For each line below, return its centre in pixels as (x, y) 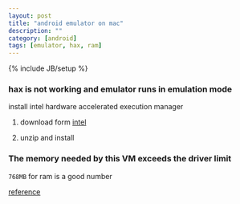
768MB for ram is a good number (60, 176)
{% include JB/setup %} (48, 68)
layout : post (30, 16)
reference (24, 192)
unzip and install (47, 138)
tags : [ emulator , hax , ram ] (55, 46)
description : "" (35, 31)
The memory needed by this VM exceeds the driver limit (120, 159)
